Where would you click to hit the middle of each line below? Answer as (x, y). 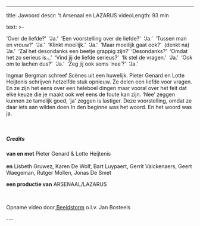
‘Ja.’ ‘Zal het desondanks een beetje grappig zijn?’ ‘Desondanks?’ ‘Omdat (97, 51)
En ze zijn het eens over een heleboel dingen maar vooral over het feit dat (97, 88)
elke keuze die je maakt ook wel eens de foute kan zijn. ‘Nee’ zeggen (91, 94)
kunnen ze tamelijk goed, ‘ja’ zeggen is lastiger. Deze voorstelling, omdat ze (99, 101)
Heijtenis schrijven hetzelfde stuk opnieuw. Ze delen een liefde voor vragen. (99, 82)
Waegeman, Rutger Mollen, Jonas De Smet (59, 172)
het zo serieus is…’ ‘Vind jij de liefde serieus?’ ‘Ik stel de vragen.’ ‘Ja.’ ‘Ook (99, 58)
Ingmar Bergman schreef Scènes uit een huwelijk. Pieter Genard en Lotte (96, 75)
